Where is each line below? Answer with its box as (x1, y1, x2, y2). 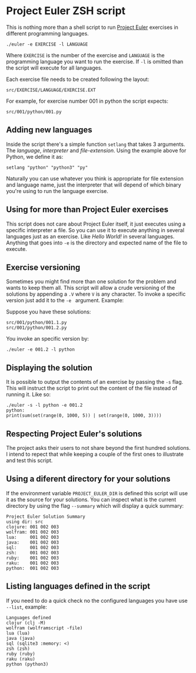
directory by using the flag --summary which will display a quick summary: (6, 502, 184, 509)
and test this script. (6, 457, 53, 464)
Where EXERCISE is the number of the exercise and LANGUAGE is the (6, 51, 165, 58)
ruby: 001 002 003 (6, 555, 59, 561)
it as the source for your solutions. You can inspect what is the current (6, 496, 177, 503)
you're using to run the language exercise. (6, 187, 109, 194)
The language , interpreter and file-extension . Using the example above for (6, 146, 187, 154)
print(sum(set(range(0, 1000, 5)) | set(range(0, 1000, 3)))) (6, 413, 162, 419)
